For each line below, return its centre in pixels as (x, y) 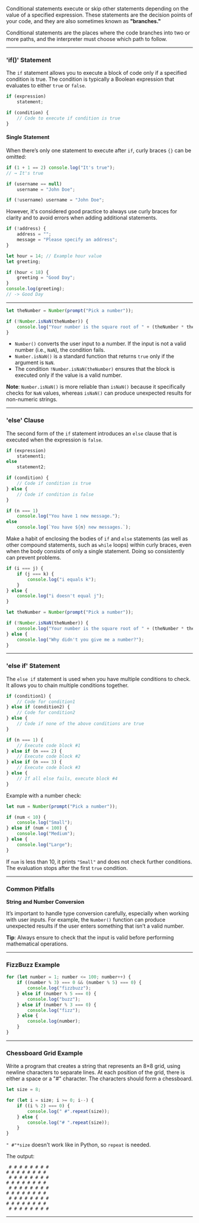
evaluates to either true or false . (46, 86)
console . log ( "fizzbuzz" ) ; (60, 988)
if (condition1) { (29, 696)
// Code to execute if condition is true (68, 118)
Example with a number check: (44, 795)
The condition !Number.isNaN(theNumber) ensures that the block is (95, 369)
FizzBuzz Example (33, 964)
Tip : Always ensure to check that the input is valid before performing (90, 938)
